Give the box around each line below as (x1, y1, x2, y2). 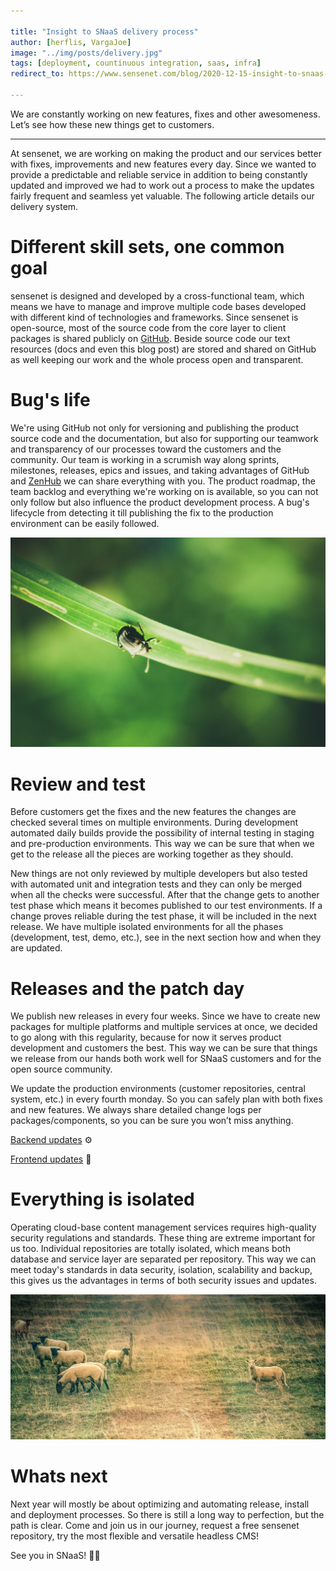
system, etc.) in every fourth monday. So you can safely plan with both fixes (10, 1093, 323, 1105)
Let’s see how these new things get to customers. (10, 118, 215, 130)
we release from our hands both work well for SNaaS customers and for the (10, 1053, 322, 1065)
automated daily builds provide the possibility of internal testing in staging (10, 827, 315, 839)
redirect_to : (10, 69, 65, 79)
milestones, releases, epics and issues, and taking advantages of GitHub (10, 464, 310, 476)
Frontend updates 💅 (10, 1153, 92, 1165)
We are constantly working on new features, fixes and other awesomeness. (10, 108, 321, 120)
